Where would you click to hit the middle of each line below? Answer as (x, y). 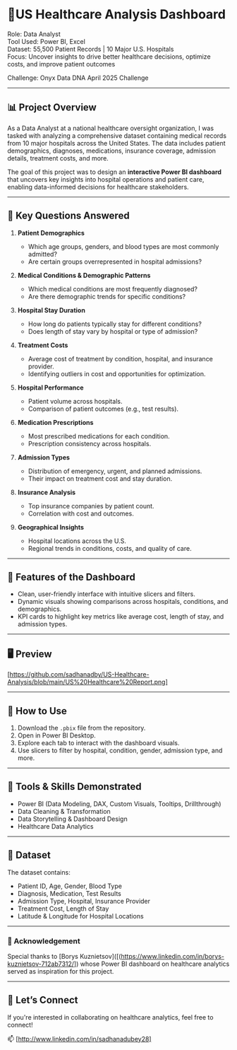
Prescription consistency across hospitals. (90, 443)
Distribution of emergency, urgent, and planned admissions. (115, 471)
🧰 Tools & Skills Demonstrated (75, 787)
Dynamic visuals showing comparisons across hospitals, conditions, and (123, 602)
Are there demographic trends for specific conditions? (107, 296)
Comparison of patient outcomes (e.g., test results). (103, 409)
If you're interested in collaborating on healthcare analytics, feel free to (110, 1017)
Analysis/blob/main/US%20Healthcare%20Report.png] (87, 682)
